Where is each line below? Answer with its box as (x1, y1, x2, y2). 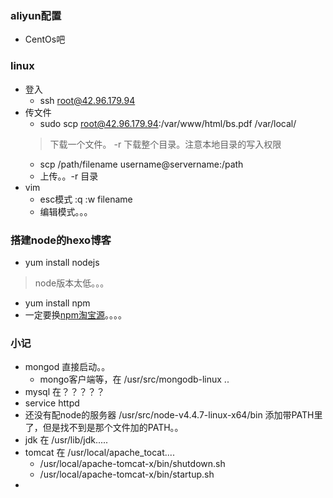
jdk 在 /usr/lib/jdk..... (24, 434, 109, 446)
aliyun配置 (10, 8, 62, 22)
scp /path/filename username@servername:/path (39, 158, 244, 170)
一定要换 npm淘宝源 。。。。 (24, 308, 127, 321)
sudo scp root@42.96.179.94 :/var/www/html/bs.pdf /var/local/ (39, 117, 297, 129)
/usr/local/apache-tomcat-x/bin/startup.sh (39, 468, 215, 481)
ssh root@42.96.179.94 (39, 94, 136, 106)
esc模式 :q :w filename (39, 193, 133, 205)
